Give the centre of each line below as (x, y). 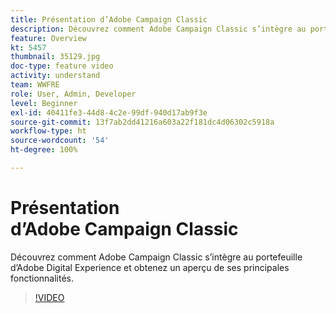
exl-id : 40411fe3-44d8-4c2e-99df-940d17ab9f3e (109, 112)
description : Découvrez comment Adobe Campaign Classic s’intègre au (158, 29)
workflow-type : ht (48, 131)
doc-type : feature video (62, 66)
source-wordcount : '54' (60, 141)
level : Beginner (44, 103)
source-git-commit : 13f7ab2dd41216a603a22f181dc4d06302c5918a (142, 122)
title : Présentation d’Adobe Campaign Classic (109, 19)
